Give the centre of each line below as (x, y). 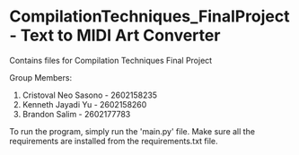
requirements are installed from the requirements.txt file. (114, 141)
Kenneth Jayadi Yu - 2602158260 (84, 104)
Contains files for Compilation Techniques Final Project (111, 60)
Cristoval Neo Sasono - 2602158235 (90, 95)
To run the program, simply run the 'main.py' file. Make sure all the (132, 131)
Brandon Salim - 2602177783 (76, 114)
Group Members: (41, 77)
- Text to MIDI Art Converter (115, 35)
